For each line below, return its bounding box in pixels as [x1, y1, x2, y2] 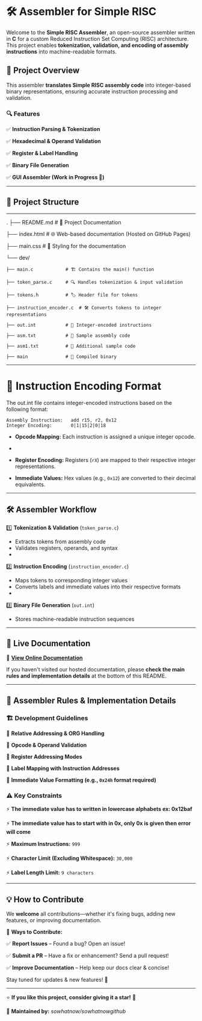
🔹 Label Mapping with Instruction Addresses [6, 765, 120, 772]
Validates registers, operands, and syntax [14, 544, 118, 551]
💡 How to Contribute [6, 894, 84, 904]
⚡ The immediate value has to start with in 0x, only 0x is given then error [6, 819, 191, 827]
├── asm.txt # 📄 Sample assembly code [6, 332, 130, 339]
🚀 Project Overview [6, 66, 80, 76]
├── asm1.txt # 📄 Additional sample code [6, 343, 136, 349]
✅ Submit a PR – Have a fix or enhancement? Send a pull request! [6, 952, 170, 960]
